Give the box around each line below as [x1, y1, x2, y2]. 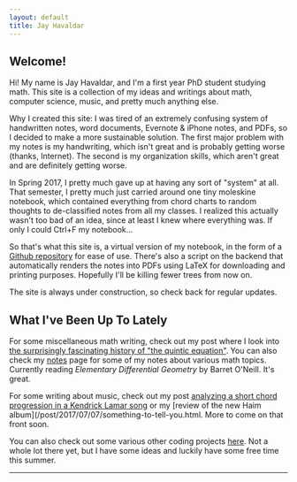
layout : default [9, 12, 69, 22]
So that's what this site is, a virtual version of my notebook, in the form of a [9, 241, 283, 252]
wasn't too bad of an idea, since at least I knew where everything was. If [9, 215, 273, 226]
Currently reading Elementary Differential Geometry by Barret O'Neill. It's [9, 364, 275, 375]
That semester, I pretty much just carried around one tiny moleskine [9, 187, 256, 197]
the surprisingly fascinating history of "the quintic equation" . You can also [9, 346, 278, 356]
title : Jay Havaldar [9, 21, 86, 30]
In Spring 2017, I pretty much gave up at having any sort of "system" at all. [9, 178, 279, 188]
